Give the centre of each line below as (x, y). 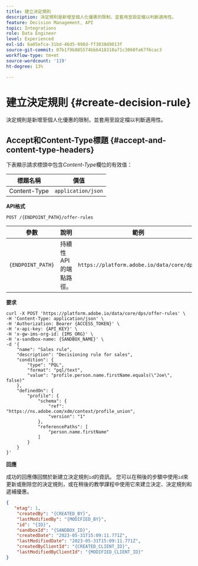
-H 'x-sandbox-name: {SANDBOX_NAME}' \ (55, 339)
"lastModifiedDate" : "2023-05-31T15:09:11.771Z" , (79, 541)
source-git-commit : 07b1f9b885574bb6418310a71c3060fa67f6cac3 (84, 50)
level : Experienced (30, 39)
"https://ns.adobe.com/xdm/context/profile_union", (71, 412)
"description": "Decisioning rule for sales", (75, 355)
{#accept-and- (138, 140)
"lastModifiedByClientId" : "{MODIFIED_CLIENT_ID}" (80, 552)
